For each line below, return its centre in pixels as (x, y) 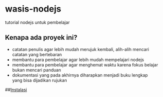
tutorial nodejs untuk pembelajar (37, 22)
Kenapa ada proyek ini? (41, 38)
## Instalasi (16, 89)
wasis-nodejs (33, 9)
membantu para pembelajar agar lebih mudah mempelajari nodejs (78, 60)
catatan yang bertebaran (37, 54)
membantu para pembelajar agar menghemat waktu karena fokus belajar (85, 65)
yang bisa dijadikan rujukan (39, 80)
